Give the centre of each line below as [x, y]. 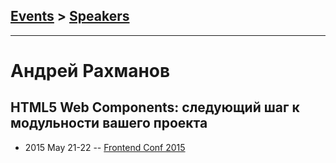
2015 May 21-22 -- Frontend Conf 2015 [105, 147]
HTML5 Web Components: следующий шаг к [155, 107]
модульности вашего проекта [109, 123]
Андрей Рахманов [90, 71]
